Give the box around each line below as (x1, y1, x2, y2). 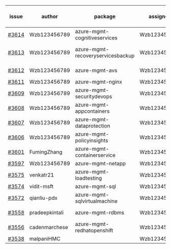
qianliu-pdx (29, 194, 58, 201)
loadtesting (75, 175, 102, 182)
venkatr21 (29, 171, 54, 178)
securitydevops (75, 93, 112, 100)
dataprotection (75, 122, 110, 129)
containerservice (75, 152, 116, 159)
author (41, 13, 59, 20)
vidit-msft (29, 183, 53, 190)
